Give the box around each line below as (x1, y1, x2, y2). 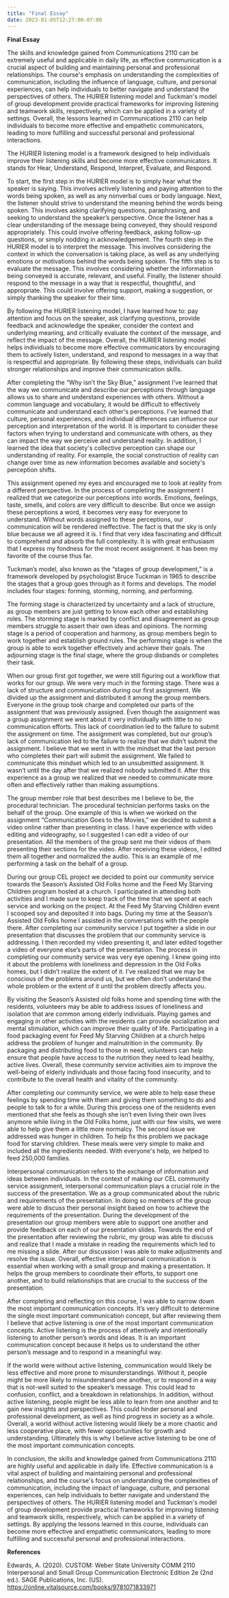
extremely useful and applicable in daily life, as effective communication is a (7, 55, 222, 64)
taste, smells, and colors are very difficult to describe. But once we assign (7, 501, 215, 509)
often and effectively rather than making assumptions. (7, 780, 159, 788)
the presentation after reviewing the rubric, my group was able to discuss (7, 1232, 214, 1240)
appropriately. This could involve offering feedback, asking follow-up (7, 227, 202, 236)
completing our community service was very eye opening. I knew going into (7, 953, 221, 961)
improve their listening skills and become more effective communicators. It (7, 156, 217, 164)
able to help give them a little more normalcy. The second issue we (7, 1125, 196, 1133)
